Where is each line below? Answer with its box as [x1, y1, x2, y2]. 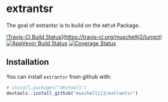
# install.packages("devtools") [6, 85, 87, 91]
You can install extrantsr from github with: [6, 73, 112, 80]
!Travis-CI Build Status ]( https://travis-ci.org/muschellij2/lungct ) [6, 33, 163, 40]
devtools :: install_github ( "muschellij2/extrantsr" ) [6, 90, 138, 96]
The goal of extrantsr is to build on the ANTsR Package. [6, 22, 140, 29]
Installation [6, 57, 49, 67]
